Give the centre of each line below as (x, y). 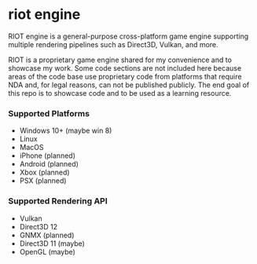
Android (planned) (49, 164)
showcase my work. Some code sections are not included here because (125, 68)
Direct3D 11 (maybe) (52, 243)
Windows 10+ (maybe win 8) (66, 130)
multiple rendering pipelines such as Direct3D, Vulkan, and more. (113, 44)
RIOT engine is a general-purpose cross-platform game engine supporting (128, 36)
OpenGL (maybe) (48, 251)
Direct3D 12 (38, 226)
